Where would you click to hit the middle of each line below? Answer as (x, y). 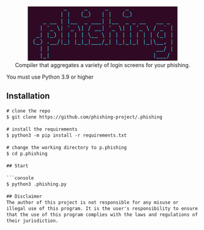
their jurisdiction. (33, 221)
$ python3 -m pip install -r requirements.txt (67, 135)
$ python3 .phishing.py (37, 184)
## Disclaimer (24, 196)
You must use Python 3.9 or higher (50, 77)
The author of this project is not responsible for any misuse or (93, 202)
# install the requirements (42, 129)
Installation (28, 96)
